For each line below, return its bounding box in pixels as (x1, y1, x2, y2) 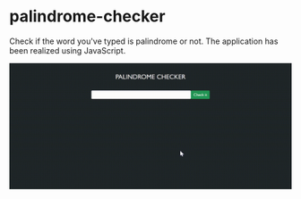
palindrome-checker (9, 6, 166, 27)
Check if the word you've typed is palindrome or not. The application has (9, 36, 279, 46)
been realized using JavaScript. (9, 45, 126, 55)
